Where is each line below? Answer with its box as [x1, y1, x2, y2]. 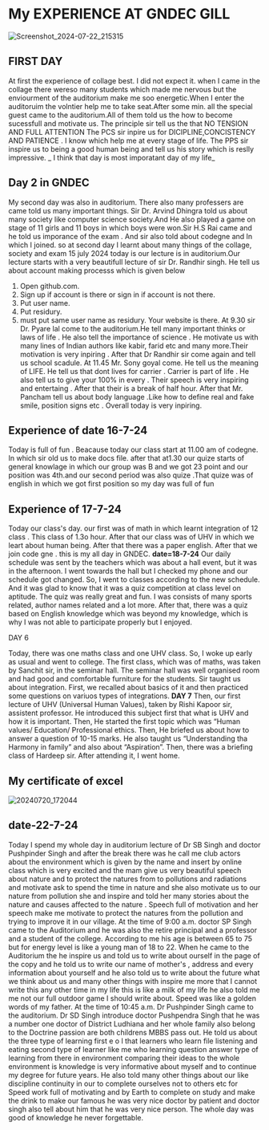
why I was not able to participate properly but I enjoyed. [8, 617, 192, 627]
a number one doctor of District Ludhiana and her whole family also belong [8, 1018, 255, 1028]
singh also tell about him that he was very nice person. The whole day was [8, 1104, 255, 1114]
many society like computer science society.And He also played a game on [8, 214, 256, 224]
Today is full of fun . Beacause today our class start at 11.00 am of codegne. [8, 445, 259, 454]
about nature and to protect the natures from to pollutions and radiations [8, 874, 247, 884]
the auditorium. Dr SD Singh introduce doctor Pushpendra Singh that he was [8, 1010, 260, 1020]
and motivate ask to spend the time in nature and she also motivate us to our [8, 882, 261, 892]
